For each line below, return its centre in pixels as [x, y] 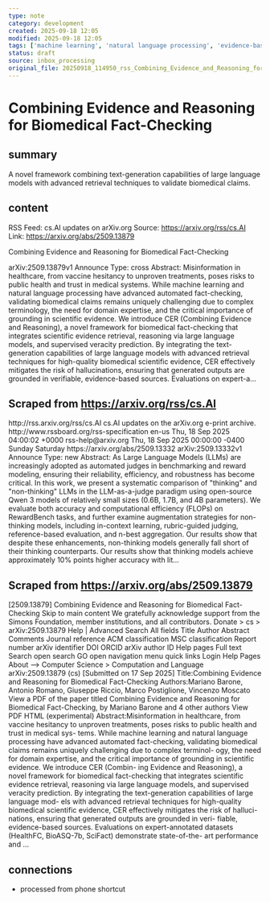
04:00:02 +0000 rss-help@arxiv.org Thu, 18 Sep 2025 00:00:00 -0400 [127, 441]
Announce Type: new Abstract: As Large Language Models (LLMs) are [125, 457]
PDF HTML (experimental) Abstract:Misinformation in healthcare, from [125, 716]
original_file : [34, 68]
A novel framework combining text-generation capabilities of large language [135, 174]
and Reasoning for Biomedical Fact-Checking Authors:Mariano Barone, [126, 682]
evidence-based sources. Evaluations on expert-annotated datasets [121, 827]
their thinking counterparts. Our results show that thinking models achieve [131, 552]
